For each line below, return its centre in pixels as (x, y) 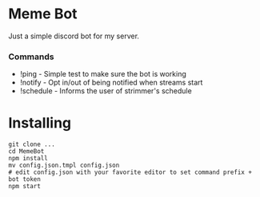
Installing (40, 123)
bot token (25, 179)
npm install (28, 159)
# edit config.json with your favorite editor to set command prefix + (130, 172)
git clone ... (32, 144)
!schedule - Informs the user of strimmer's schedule (106, 91)
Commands (31, 57)
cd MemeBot (26, 152)
